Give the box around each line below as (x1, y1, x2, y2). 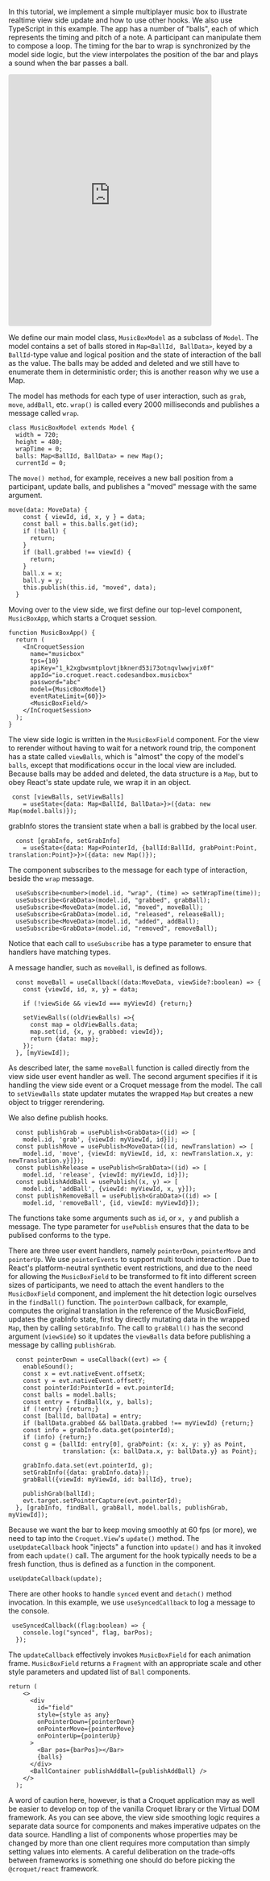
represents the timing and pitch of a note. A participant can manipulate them (8, 32, 262, 42)
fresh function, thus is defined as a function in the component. (8, 1559, 216, 1568)
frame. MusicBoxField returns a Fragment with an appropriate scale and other (8, 1659, 262, 1667)
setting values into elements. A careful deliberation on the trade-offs (8, 1847, 235, 1856)
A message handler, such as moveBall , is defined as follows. (8, 963, 207, 972)
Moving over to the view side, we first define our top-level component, (8, 604, 243, 614)
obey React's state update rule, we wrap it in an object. (8, 778, 192, 787)
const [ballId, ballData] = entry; (23, 1412, 143, 1420)
